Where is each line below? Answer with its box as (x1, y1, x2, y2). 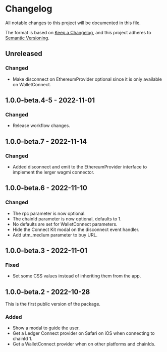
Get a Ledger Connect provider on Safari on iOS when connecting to (12, 330, 155, 336)
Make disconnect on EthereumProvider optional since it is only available (12, 76, 162, 82)
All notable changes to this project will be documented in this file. (5, 20, 141, 26)
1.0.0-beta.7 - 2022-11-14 (5, 137, 87, 146)
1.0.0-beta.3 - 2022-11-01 (5, 247, 87, 255)
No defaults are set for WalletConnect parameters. (12, 221, 118, 227)
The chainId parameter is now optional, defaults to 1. (12, 215, 122, 222)
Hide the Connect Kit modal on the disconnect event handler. (12, 226, 140, 232)
